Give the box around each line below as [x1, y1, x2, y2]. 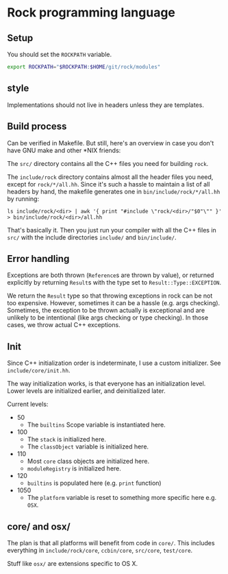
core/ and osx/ [7, 521, 71, 532]
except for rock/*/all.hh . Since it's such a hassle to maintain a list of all [7, 180, 210, 188]
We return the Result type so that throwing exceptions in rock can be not [7, 291, 213, 300]
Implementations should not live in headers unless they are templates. [7, 101, 204, 109]
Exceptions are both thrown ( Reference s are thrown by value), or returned [7, 271, 214, 279]
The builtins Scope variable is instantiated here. [27, 420, 166, 429]
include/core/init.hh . [7, 366, 71, 374]
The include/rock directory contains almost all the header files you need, [7, 173, 214, 181]
